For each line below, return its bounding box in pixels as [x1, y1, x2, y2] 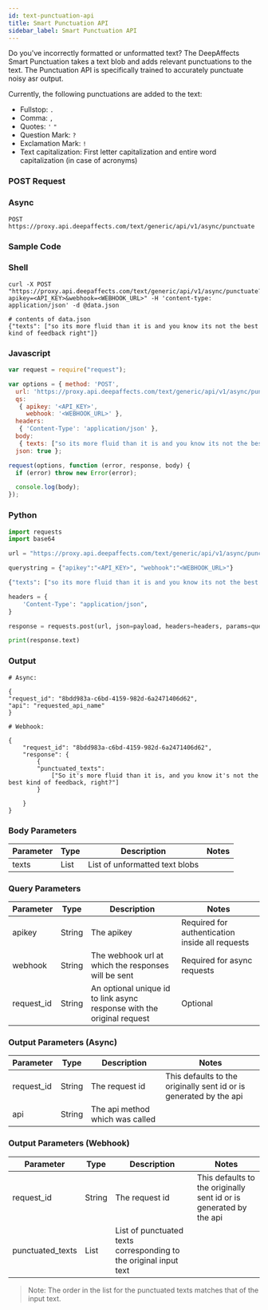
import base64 [8, 535, 56, 543]
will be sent [90, 970, 134, 981]
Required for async [181, 955, 253, 967]
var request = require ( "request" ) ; [8, 366, 127, 374]
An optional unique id [90, 983, 171, 994]
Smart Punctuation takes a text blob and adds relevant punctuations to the [8, 57, 253, 66]
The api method [90, 1104, 150, 1115]
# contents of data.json [8, 315, 91, 324]
